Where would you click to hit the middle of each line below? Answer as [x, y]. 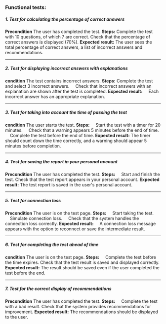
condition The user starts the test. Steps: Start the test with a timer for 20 [83, 125]
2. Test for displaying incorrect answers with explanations [66, 69]
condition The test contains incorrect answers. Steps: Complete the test [79, 81]
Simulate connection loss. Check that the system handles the [74, 218]
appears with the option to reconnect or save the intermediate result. [75, 229]
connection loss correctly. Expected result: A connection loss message [81, 223]
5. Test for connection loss [33, 201]
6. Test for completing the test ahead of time [52, 245]
